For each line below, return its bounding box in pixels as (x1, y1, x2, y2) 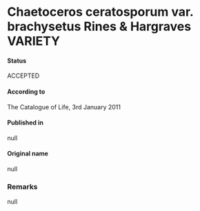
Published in (7, 118, 43, 127)
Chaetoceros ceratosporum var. (7, 4, 194, 20)
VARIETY (7, 34, 61, 49)
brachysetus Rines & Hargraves (7, 19, 192, 34)
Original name (7, 149, 48, 158)
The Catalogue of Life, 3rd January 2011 (7, 102, 121, 111)
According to (7, 87, 46, 96)
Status (7, 56, 27, 65)
